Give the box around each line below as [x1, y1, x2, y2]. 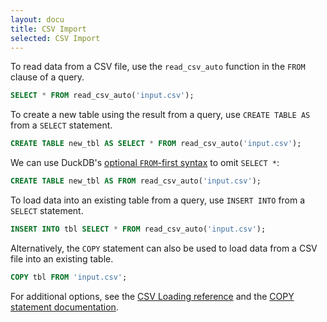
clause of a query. [10, 71, 85, 83]
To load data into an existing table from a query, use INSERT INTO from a [10, 194, 306, 206]
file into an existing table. [10, 252, 114, 265]
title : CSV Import [10, 24, 87, 34]
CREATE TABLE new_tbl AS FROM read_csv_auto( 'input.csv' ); [10, 176, 262, 186]
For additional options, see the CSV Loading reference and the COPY [10, 290, 295, 302]
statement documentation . [10, 301, 119, 313]
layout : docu [10, 14, 65, 25]
